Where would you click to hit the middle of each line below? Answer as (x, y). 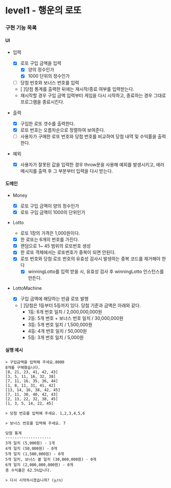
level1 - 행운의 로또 (43, 10)
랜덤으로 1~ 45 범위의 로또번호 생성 (55, 246)
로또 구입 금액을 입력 (41, 63)
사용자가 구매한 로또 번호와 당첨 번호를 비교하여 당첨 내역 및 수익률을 (88, 136)
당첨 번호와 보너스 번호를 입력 (50, 82)
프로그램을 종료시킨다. (42, 102)
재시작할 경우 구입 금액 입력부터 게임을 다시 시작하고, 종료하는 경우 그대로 (93, 95)
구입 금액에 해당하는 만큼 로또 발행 (54, 299)
